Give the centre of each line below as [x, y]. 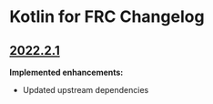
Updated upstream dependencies [86, 90]
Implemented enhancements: [66, 72]
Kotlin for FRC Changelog [107, 17]
